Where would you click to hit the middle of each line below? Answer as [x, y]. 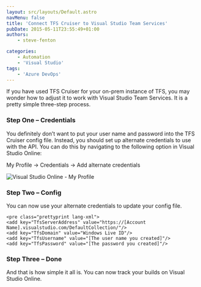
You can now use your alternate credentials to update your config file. [94, 206]
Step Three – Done [34, 259]
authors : [17, 35]
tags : [13, 68]
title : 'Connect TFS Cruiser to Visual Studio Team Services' [87, 23]
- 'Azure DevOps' [39, 74]
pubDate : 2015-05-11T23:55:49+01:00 [53, 29]
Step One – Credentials [41, 120]
